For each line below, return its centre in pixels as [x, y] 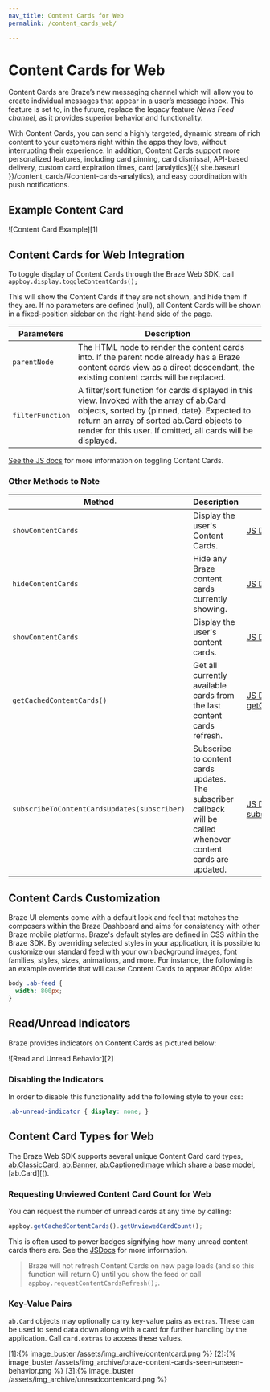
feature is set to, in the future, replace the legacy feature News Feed [121, 109]
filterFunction [41, 416]
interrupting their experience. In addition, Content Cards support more [125, 150]
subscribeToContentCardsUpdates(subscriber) [99, 809]
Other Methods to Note [54, 481]
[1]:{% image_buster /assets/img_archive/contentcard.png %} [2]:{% [122, 1354]
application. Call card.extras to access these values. [96, 1338]
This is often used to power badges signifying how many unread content [128, 1241]
